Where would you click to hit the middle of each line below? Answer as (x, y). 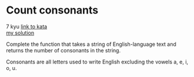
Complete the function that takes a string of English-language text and (91, 44)
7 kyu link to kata (27, 26)
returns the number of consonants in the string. (63, 50)
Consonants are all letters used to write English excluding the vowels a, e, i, (97, 62)
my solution (20, 32)
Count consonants (52, 10)
